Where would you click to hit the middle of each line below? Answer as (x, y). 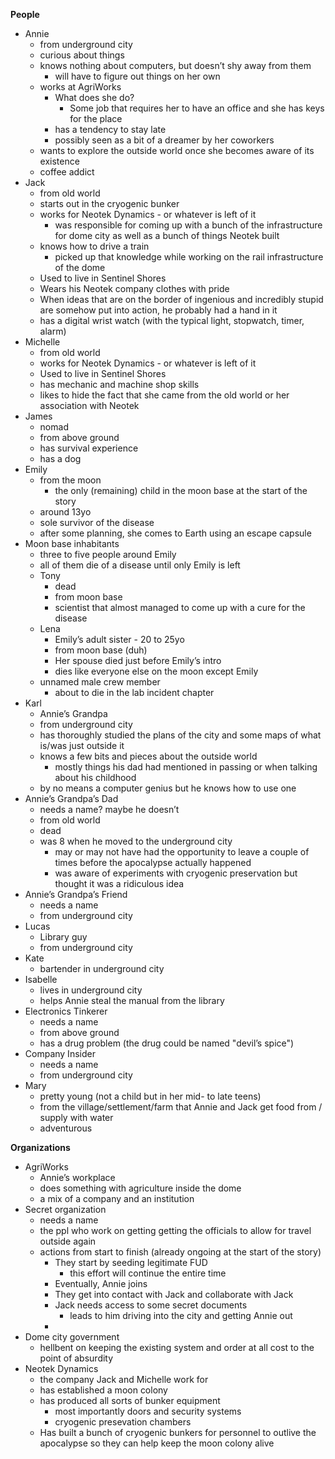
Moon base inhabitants (72, 543)
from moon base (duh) (101, 650)
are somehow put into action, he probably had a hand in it (158, 310)
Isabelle (41, 979)
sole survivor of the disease (97, 522)
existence (59, 161)
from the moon (70, 480)
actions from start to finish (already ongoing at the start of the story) (180, 1252)
